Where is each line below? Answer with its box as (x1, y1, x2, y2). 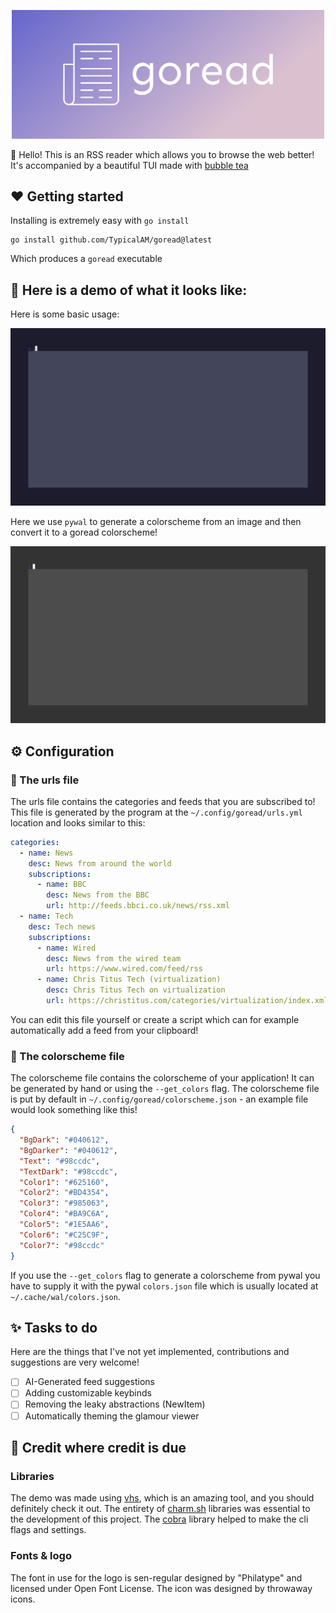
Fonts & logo (10, 1549, 72, 1563)
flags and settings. (10, 1524, 87, 1536)
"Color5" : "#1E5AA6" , (19, 1220, 110, 1230)
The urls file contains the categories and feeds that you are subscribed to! (10, 795, 316, 807)
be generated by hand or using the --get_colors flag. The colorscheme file (10, 1083, 320, 1095)
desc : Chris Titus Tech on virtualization (46, 985, 226, 995)
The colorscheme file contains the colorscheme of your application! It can (10, 1072, 315, 1084)
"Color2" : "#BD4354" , (19, 1188, 110, 1198)
